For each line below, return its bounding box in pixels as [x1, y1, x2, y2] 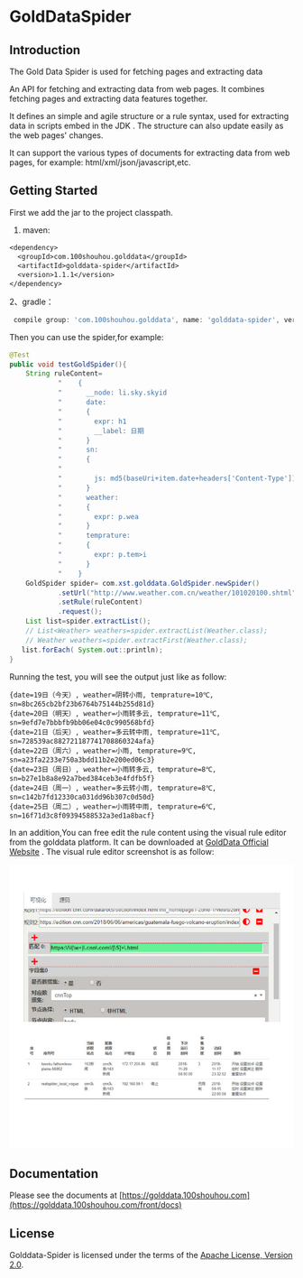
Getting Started [9, 183, 98, 199]
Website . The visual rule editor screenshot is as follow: [9, 846, 215, 857]
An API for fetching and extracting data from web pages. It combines [9, 84, 265, 94]
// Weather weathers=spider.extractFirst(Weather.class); [25, 635, 248, 644]
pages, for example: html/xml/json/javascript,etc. [9, 157, 191, 168]
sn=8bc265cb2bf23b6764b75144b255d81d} [9, 699, 155, 708]
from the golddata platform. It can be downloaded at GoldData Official [9, 837, 269, 847]
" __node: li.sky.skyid [57, 388, 168, 398]
